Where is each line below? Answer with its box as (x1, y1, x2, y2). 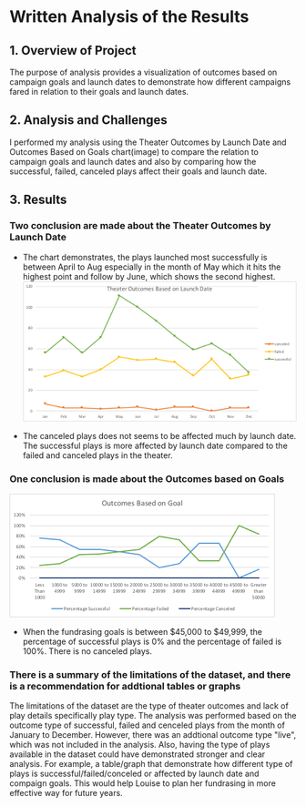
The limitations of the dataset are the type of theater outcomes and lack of (9, 700, 289, 711)
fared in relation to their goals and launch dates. (9, 87, 189, 97)
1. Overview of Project (9, 43, 137, 58)
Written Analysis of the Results (9, 6, 250, 27)
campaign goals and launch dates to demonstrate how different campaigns (9, 77, 291, 87)
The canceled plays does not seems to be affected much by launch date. (22, 430, 297, 441)
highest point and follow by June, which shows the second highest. (22, 271, 276, 281)
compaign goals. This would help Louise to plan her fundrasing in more (9, 778, 276, 789)
